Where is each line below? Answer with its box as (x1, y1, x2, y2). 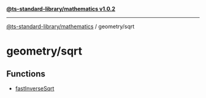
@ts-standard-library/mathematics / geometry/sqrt (6, 23, 135, 30)
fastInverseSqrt (15, 85, 55, 92)
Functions (6, 69, 46, 79)
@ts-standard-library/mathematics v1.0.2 (6, 6, 115, 12)
